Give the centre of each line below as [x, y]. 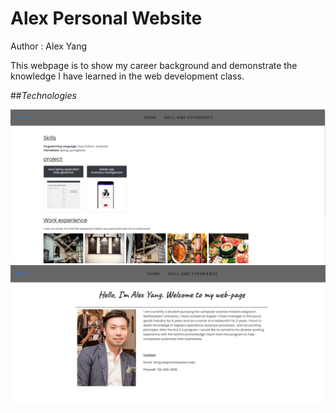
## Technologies [43, 95]
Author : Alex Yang [49, 46]
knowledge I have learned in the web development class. [127, 76]
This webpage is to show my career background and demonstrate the [154, 65]
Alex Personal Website [106, 18]
